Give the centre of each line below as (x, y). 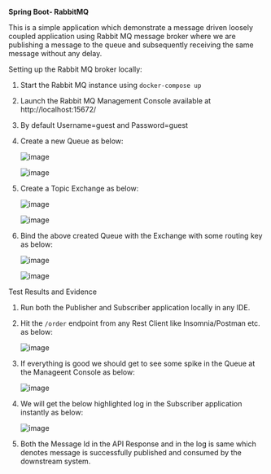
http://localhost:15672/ (58, 110)
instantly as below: (52, 412)
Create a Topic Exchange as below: (79, 188)
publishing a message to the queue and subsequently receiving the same (131, 45)
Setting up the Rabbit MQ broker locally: (75, 69)
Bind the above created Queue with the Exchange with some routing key (141, 236)
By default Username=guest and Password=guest (104, 125)
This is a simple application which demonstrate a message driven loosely (131, 27)
